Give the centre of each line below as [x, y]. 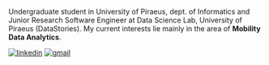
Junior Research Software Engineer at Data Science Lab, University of [126, 20]
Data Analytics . [35, 37]
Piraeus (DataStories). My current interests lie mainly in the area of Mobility [134, 28]
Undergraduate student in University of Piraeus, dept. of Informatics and [129, 12]
